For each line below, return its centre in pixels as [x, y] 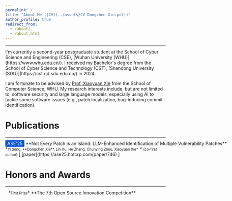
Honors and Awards [48, 175]
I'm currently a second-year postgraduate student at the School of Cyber [82, 52]
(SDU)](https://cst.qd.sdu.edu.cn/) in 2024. [51, 74]
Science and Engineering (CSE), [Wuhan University [59, 57]
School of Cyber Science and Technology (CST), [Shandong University [80, 68]
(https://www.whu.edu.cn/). [34, 63]
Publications [32, 126]
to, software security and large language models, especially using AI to [80, 94]
